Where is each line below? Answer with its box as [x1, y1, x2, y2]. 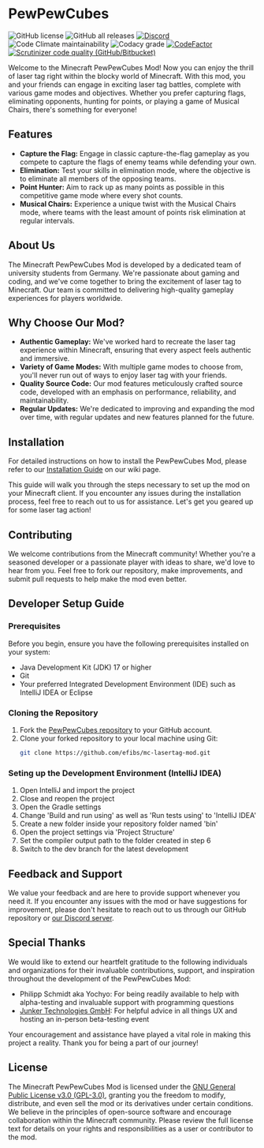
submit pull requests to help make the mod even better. [8, 574, 188, 583]
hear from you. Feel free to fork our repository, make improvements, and [8, 566, 243, 575]
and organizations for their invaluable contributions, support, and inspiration [8, 965, 255, 975]
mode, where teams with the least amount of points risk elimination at [19, 207, 246, 217]
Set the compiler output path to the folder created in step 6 [19, 836, 211, 846]
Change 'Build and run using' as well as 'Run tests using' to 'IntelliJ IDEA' [19, 811, 257, 820]
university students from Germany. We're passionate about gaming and [8, 268, 240, 277]
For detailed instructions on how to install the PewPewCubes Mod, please [8, 456, 247, 466]
